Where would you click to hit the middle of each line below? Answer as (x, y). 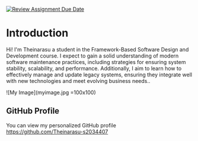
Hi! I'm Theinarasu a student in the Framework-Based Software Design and (98, 49)
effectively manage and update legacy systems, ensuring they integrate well (99, 75)
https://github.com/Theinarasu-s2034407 (57, 132)
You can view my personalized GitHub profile (61, 125)
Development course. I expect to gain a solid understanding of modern (92, 56)
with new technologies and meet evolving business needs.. (78, 81)
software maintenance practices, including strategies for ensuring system (96, 62)
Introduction (37, 33)
